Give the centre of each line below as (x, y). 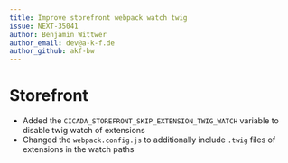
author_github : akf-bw (52, 51)
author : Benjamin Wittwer (58, 34)
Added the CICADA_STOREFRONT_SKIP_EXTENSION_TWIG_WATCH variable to (151, 121)
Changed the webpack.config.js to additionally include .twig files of (149, 140)
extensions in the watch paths (78, 149)
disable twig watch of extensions (84, 131)
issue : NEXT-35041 (44, 26)
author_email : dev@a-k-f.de (62, 43)
